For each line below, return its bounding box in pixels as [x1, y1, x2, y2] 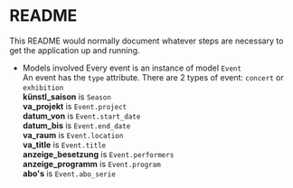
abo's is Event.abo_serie [22, 168, 116, 179]
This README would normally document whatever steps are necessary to [9, 35, 284, 46]
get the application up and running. [9, 44, 140, 55]
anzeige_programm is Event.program [22, 158, 161, 169]
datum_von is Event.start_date [22, 110, 141, 121]
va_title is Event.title [22, 139, 107, 150]
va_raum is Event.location [22, 129, 124, 140]
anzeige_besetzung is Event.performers [22, 148, 175, 159]
